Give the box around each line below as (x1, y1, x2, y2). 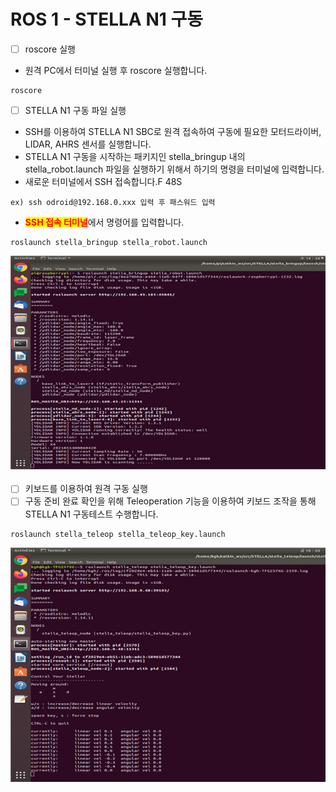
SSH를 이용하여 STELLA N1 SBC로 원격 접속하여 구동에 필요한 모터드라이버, (24, 126, 322, 138)
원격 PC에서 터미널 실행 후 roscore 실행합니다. (24, 65, 208, 76)
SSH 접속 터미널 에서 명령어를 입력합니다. (24, 216, 185, 229)
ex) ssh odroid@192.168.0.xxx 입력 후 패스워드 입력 (10, 198, 216, 208)
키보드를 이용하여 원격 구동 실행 (24, 483, 148, 495)
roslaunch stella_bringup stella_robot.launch (10, 238, 208, 248)
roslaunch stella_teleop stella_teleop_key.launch (10, 529, 226, 539)
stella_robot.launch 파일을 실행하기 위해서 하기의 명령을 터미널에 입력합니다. (24, 163, 325, 175)
